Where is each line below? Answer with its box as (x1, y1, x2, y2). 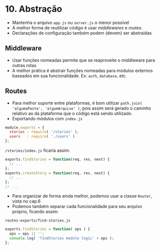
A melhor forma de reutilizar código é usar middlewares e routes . (12, 24, 142, 30)
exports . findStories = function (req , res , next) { (5, 157, 110, 162)
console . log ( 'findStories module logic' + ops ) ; (9, 236, 114, 241)
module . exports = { (5, 125, 45, 130)
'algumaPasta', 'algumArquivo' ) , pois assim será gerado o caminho (12, 105, 151, 111)
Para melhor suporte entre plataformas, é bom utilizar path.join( (12, 100, 142, 106)
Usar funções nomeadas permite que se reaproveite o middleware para (12, 57, 156, 63)
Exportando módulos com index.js (12, 115, 83, 121)
